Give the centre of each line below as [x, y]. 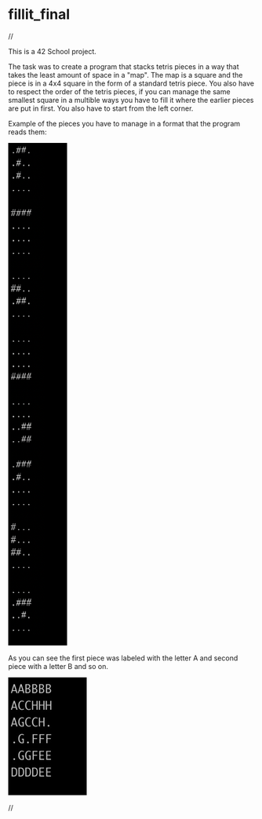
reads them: [27, 132]
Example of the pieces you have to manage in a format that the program [124, 123]
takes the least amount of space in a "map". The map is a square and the [126, 75]
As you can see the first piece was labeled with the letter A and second [123, 658]
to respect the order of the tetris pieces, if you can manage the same [119, 91]
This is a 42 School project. [52, 51]
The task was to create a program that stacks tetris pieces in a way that [124, 66]
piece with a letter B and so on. [58, 666]
